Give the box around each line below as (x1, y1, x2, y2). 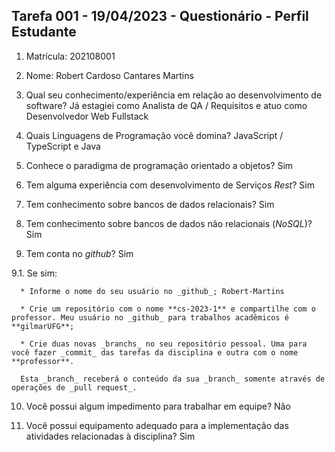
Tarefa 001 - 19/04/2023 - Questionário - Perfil (11, 8, 309, 25)
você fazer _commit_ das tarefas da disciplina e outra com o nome (11, 347, 299, 358)
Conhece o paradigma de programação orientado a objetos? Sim (25, 159, 294, 171)
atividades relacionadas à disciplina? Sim (25, 430, 196, 442)
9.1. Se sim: (11, 267, 58, 279)
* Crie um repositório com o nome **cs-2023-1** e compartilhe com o (20, 304, 316, 314)
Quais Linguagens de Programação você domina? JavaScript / (25, 129, 284, 141)
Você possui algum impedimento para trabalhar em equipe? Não (25, 400, 291, 412)
